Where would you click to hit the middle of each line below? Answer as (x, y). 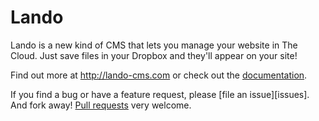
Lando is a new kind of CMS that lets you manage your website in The (154, 45)
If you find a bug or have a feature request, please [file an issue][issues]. (160, 94)
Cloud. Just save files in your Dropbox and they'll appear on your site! (154, 55)
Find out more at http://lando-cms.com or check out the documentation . (159, 75)
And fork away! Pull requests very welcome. (101, 105)
